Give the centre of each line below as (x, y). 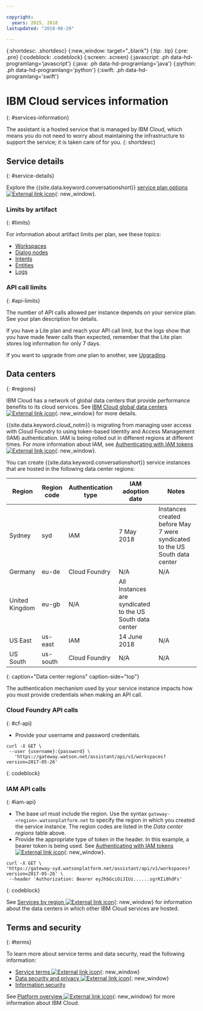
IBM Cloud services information (87, 101)
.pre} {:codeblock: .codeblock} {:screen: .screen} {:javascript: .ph (88, 57)
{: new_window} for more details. (96, 413)
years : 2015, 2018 (35, 23)
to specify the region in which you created (142, 820)
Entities (24, 265)
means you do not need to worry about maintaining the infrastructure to (95, 136)
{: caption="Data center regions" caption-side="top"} (73, 676)
